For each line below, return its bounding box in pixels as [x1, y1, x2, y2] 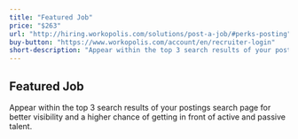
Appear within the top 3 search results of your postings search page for [9, 102, 271, 112]
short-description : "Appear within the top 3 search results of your [9, 46, 272, 55]
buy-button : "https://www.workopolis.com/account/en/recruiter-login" [9, 37, 276, 47]
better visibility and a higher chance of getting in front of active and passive [9, 112, 286, 122]
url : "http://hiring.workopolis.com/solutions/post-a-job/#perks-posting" [9, 29, 292, 38]
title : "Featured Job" [9, 12, 93, 22]
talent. [9, 120, 33, 131]
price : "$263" [9, 21, 62, 30]
